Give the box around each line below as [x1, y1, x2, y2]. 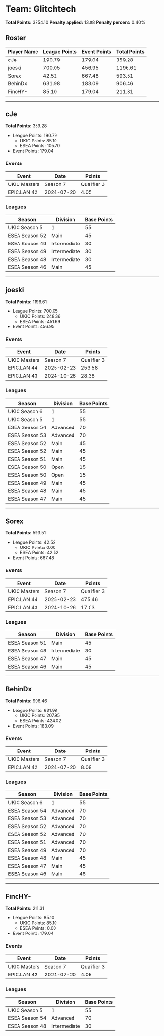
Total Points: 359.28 [5, 123, 47, 129]
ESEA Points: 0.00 [19, 925, 56, 931]
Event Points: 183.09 [12, 723, 54, 729]
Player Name [8, 48, 38, 55]
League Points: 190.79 [12, 132, 57, 138]
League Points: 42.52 [12, 539, 55, 545]
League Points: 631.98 [12, 707, 57, 713]
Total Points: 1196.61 [5, 299, 47, 305]
